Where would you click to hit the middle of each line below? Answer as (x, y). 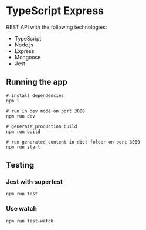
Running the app (37, 82)
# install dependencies (35, 95)
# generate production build (42, 126)
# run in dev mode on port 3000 (45, 111)
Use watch (21, 209)
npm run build (23, 131)
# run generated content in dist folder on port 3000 (73, 142)
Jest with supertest (34, 182)
